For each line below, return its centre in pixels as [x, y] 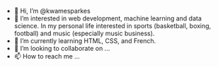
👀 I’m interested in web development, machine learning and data [108, 18]
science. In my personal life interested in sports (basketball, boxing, [113, 26]
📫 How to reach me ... [47, 56]
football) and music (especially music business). [84, 33]
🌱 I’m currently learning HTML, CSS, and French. [85, 41]
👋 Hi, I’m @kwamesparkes [52, 11]
